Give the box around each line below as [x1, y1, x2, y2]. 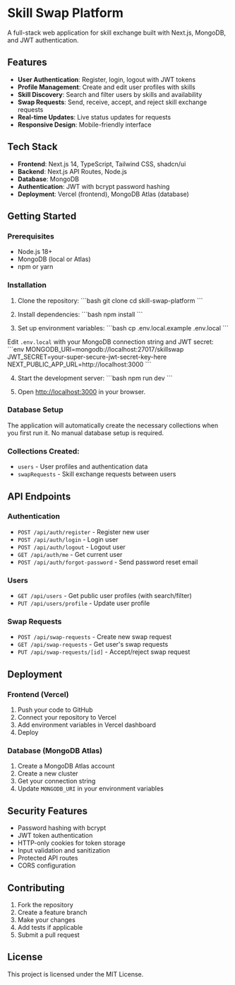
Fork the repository [17, 901, 74, 909]
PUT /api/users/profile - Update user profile [17, 599, 150, 608]
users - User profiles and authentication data [17, 462, 148, 471]
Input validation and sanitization [17, 846, 111, 855]
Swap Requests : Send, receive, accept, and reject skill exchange [17, 98, 207, 106]
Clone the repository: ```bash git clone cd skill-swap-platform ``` [17, 296, 203, 305]
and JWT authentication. [7, 35, 79, 44]
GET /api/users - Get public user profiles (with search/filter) [17, 592, 192, 600]
